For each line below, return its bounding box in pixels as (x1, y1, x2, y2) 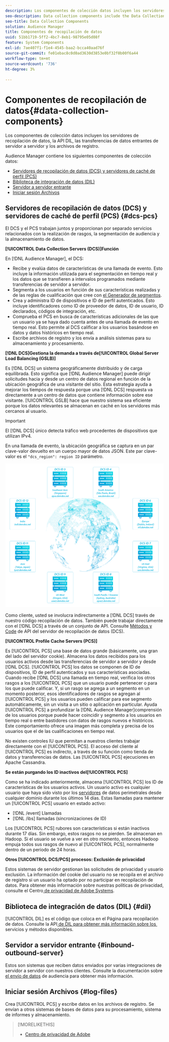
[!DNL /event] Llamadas (12, 810, 62, 816)
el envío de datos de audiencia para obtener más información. (5, 973, 134, 979)
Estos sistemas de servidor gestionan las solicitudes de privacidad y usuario (5, 866, 163, 872)
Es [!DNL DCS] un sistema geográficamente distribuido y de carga (5, 365, 142, 371)
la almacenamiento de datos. (5, 236, 65, 242)
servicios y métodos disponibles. (5, 926, 74, 932)
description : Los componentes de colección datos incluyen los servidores (5, 8, 165, 13)
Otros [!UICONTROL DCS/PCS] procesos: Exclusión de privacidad (5, 856, 145, 863)
